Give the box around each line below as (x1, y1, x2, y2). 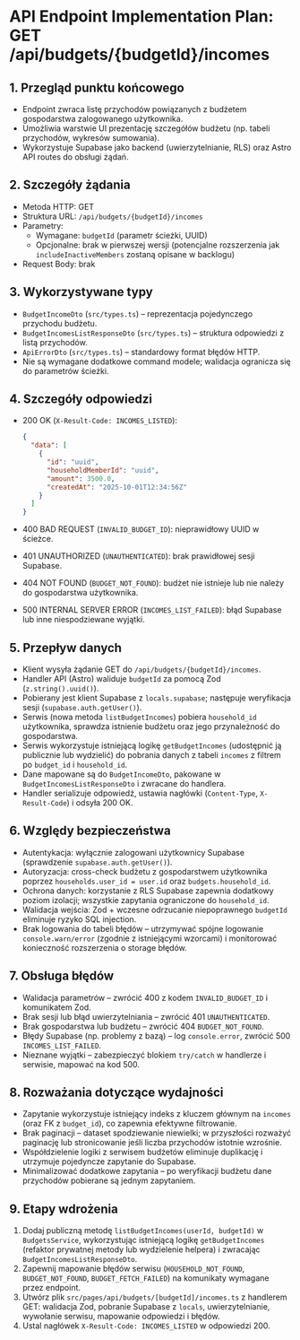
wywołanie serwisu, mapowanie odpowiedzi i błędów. (21, 1311, 221, 1322)
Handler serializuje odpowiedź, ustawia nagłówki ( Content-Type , (21, 787, 258, 798)
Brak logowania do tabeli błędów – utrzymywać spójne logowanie (21, 923, 264, 934)
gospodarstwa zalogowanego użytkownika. (21, 114, 184, 124)
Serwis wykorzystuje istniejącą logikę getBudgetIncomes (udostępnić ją (21, 740, 282, 751)
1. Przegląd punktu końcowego (9, 80, 185, 95)
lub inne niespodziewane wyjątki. (21, 614, 145, 625)
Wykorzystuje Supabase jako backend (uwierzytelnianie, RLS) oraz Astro (21, 142, 292, 152)
